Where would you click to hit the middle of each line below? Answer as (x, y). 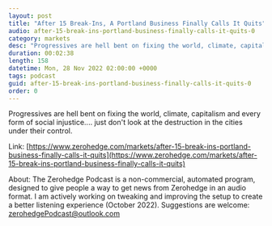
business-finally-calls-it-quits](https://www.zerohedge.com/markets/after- (133, 155)
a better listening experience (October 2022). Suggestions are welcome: (129, 205)
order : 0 (23, 91)
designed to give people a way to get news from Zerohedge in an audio (127, 188)
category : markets (39, 38)
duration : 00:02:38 (41, 53)
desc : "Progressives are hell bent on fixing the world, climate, (123, 46)
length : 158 (28, 61)
